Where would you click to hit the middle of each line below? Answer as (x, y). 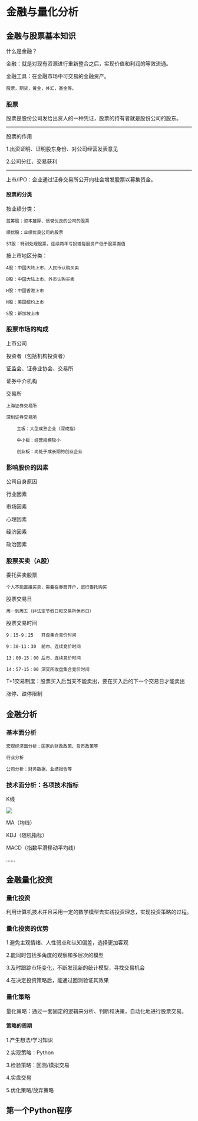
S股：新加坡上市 (23, 314)
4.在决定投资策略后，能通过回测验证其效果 (57, 980)
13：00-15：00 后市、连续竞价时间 (44, 658)
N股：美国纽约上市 (25, 302)
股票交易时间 (22, 623)
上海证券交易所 (22, 406)
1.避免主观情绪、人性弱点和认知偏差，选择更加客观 (67, 943)
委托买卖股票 (22, 575)
